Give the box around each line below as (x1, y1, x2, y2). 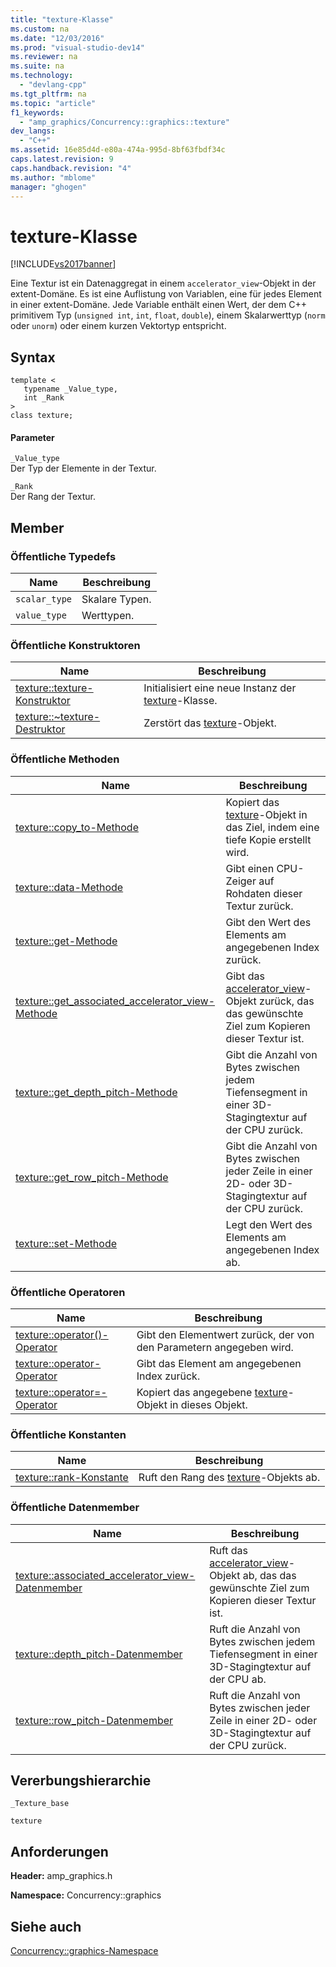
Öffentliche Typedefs (10, 549, 117, 563)
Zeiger (225, 874, 257, 888)
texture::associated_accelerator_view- (15, 1568, 196, 1582)
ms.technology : (10, 71, 74, 81)
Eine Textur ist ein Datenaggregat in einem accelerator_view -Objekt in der (10, 277, 317, 290)
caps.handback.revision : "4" (10, 163, 132, 173)
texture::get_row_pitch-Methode (15, 1170, 169, 1184)
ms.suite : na (10, 61, 65, 71)
